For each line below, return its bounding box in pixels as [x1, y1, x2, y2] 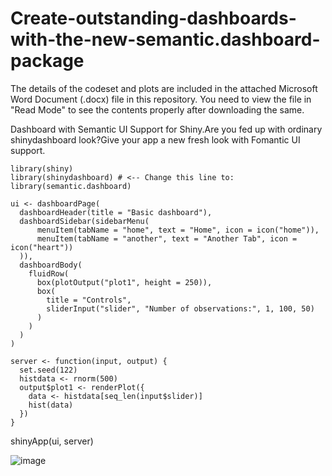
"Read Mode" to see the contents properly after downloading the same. [10, 103, 305, 116]
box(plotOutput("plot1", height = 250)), [36, 277, 213, 287]
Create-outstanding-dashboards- [10, 7, 297, 30]
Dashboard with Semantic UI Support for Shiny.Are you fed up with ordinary [10, 123, 323, 135]
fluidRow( [28, 268, 70, 279]
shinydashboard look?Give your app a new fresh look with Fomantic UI [10, 133, 301, 146]
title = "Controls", [46, 295, 132, 305]
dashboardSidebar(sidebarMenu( [19, 216, 150, 226]
